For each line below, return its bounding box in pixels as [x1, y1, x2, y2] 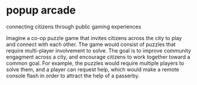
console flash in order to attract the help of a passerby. [6, 72, 140, 79]
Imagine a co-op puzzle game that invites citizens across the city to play [6, 34, 182, 41]
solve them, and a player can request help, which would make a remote [6, 66, 179, 73]
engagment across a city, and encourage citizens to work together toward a [6, 53, 191, 60]
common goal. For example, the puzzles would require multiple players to [6, 60, 185, 67]
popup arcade [6, 4, 76, 17]
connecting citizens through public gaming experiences [6, 23, 142, 30]
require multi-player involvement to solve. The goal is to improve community [6, 47, 192, 54]
